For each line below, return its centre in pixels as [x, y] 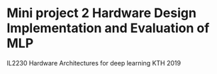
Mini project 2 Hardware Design [101, 13]
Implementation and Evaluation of [108, 28]
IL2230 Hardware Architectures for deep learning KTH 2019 [94, 63]
